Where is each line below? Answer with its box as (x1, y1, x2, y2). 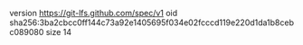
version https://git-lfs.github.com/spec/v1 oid (9, 8, 178, 18)
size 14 (45, 27, 72, 37)
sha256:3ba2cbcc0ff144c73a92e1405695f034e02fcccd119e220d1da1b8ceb (9, 17, 295, 28)
